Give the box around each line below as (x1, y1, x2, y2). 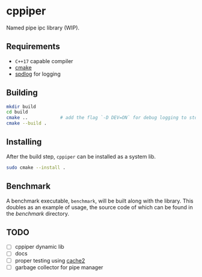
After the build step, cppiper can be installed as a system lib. (6, 153, 156, 160)
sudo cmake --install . (6, 164, 66, 171)
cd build (6, 109, 28, 115)
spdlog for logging (14, 70, 61, 78)
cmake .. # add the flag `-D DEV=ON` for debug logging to (6, 115, 187, 121)
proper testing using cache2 (14, 257, 85, 264)
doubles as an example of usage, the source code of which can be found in (6, 203, 194, 211)
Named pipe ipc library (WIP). (6, 24, 80, 31)
